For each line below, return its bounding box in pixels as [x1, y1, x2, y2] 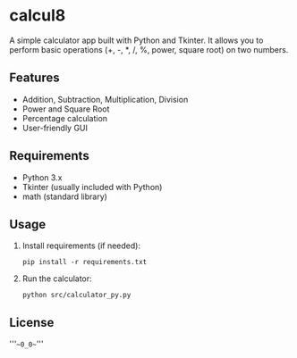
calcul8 [9, 5, 66, 26]
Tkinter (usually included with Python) [21, 181, 163, 192]
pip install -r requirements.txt [21, 258, 148, 267]
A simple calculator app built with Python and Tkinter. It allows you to [9, 35, 264, 46]
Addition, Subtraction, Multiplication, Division [21, 94, 189, 104]
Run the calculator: [21, 273, 92, 284]
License [9, 314, 55, 330]
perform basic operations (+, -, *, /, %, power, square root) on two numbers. [9, 44, 289, 54]
